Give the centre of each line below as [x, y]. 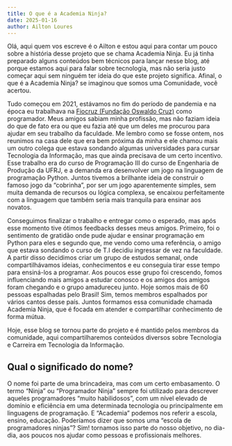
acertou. [19, 90]
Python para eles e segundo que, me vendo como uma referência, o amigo [114, 243]
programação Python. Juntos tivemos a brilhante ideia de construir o [105, 178]
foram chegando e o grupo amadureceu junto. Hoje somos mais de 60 [108, 287]
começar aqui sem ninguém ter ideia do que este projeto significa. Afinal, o [115, 76]
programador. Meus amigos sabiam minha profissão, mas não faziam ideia [114, 119]
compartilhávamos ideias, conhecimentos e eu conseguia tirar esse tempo [114, 265]
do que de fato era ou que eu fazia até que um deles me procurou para [109, 126]
